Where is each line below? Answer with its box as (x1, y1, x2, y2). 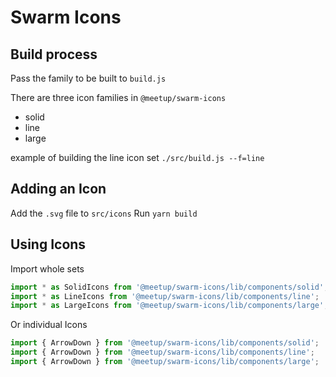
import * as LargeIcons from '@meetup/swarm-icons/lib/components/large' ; (10, 301, 329, 311)
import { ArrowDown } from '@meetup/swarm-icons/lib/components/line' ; (10, 347, 315, 358)
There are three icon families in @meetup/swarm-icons (10, 92, 227, 103)
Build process (10, 46, 98, 63)
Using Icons (10, 236, 87, 253)
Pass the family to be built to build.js (10, 72, 167, 84)
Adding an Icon (10, 181, 107, 198)
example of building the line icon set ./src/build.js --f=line (10, 152, 265, 163)
